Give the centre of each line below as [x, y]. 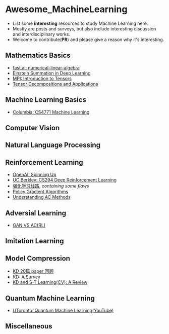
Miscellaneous [29, 326]
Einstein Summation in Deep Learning [51, 73]
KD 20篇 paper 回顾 [33, 271]
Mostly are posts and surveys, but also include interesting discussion [84, 28]
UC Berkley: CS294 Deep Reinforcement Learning [65, 180]
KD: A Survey [26, 277]
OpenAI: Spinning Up [34, 175]
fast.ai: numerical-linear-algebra [46, 67]
